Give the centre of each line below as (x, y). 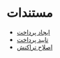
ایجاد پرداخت (33, 32)
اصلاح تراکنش (35, 47)
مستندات (30, 13)
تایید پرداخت (32, 39)
